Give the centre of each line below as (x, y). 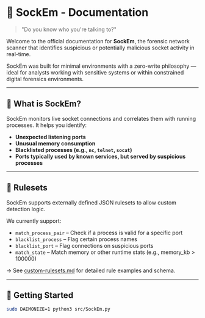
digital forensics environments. (45, 79)
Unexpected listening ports (51, 137)
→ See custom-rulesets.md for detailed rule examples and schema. (91, 270)
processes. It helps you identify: (47, 125)
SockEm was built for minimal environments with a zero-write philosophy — (101, 66)
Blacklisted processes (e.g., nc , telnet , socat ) (74, 150)
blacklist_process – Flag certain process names (76, 239)
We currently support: (34, 221)
